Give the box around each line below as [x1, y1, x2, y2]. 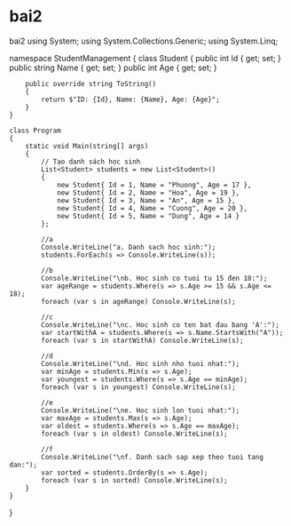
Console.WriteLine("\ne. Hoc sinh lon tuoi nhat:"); [41, 406, 240, 415]
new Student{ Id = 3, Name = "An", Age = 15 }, [56, 195, 237, 205]
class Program [9, 126, 62, 135]
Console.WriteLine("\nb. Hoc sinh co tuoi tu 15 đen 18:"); [41, 274, 268, 283]
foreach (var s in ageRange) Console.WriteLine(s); [41, 297, 237, 306]
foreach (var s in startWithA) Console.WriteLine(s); [41, 336, 244, 345]
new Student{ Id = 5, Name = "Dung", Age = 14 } [56, 211, 240, 220]
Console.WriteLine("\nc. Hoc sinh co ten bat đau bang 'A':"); [41, 320, 279, 330]
